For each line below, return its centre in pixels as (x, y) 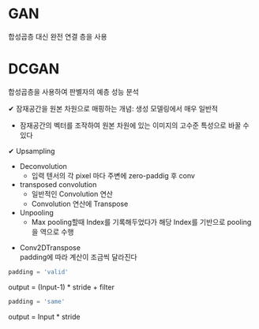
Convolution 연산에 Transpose (80, 204)
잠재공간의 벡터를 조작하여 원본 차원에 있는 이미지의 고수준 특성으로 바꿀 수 (135, 125)
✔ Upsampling (32, 151)
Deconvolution (43, 166)
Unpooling (36, 212)
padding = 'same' (37, 301)
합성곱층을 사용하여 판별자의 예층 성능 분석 (74, 92)
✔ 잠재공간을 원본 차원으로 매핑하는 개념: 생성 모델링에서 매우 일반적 (113, 108)
